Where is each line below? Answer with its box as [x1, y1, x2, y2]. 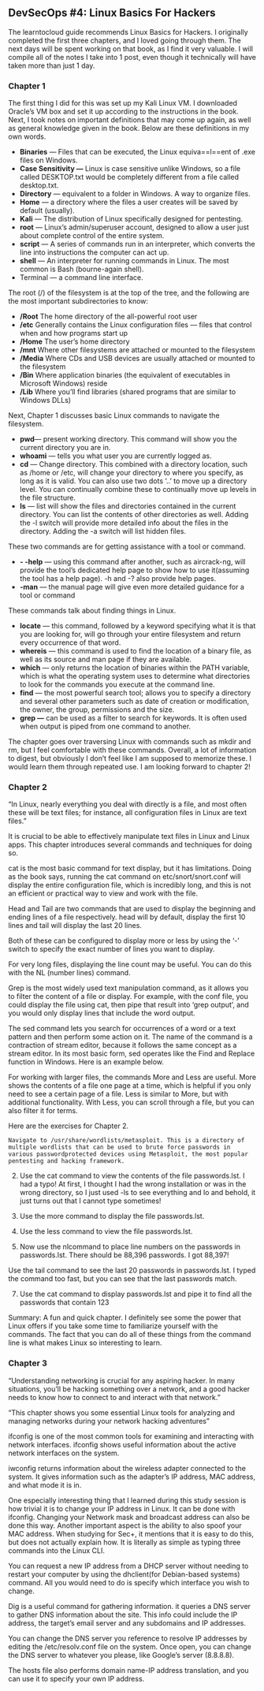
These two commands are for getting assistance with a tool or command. [8, 542, 246, 551]
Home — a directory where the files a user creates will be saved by [19, 197, 239, 207]
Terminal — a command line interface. [19, 273, 143, 282]
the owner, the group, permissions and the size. [19, 705, 175, 714]
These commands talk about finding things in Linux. [8, 606, 177, 616]
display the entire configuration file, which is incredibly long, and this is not [8, 881, 251, 890]
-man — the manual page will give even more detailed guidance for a [19, 583, 244, 592]
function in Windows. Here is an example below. [8, 1057, 164, 1067]
